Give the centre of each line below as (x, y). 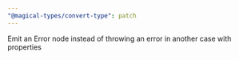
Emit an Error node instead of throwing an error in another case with (119, 38)
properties (24, 47)
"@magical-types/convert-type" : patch (72, 16)
